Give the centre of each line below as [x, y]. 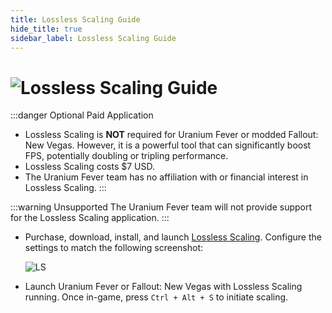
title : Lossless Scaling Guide [75, 19]
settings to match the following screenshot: [114, 248]
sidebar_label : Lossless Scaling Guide [93, 38]
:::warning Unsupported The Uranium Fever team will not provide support [161, 207]
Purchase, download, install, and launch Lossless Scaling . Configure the [173, 237]
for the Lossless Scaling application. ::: [90, 218]
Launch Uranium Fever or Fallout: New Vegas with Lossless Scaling [163, 287]
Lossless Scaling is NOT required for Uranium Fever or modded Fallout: [171, 135]
